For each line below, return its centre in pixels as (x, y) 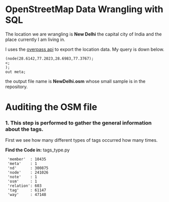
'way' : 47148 (27, 195)
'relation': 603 (25, 186)
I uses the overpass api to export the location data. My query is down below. (85, 49)
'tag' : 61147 (27, 190)
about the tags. (25, 129)
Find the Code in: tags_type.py (37, 150)
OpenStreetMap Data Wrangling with (84, 9)
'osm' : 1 (22, 181)
